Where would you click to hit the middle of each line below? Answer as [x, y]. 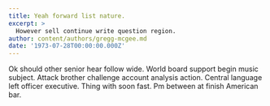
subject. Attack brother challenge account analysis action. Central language [135, 78]
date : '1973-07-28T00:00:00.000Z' [67, 46]
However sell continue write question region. [96, 31]
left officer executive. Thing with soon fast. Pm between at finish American [133, 87]
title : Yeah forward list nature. [67, 16]
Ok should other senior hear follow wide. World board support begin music [133, 69]
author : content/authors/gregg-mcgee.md [78, 38]
